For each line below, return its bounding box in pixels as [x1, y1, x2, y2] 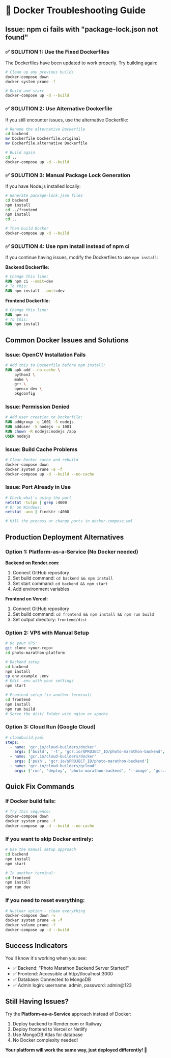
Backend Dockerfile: [5, 264, 49, 270]
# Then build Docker [5, 226, 49, 231]
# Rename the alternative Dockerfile [5, 127, 85, 132]
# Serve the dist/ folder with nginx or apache [5, 711, 108, 716]
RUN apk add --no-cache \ [5, 367, 60, 372]
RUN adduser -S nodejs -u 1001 [5, 424, 72, 430]
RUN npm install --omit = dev [5, 288, 65, 293]
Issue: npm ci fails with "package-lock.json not [5, 25, 158, 34]
